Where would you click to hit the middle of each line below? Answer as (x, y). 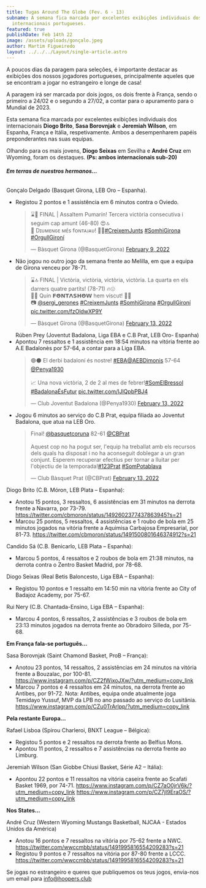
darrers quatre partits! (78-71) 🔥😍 (73, 288)
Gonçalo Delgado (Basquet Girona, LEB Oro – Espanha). (77, 190)
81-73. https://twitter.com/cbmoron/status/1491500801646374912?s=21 (105, 534)
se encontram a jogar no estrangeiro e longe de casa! (74, 82)
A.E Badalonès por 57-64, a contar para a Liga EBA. (80, 348)
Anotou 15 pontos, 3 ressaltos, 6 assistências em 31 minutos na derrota (105, 502)
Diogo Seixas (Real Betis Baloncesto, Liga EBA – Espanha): (80, 576)
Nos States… (24, 810)
